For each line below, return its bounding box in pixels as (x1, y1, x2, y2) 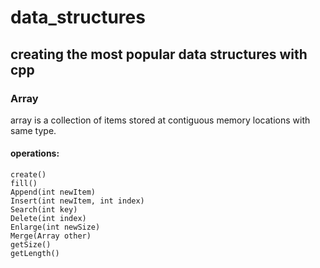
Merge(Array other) (10, 231, 92, 241)
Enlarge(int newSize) (10, 222, 101, 233)
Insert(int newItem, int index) (10, 196, 145, 206)
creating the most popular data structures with (10, 46, 308, 63)
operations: (10, 147, 60, 160)
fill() (10, 179, 38, 189)
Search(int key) (10, 205, 78, 215)
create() (10, 170, 47, 180)
